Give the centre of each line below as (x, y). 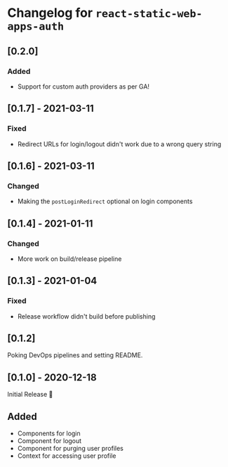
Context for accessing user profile (67, 456)
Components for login (49, 433)
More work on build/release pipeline (69, 259)
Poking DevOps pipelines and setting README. (75, 355)
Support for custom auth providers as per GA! (83, 87)
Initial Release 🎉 (30, 395)
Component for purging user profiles (71, 449)
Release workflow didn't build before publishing (86, 316)
